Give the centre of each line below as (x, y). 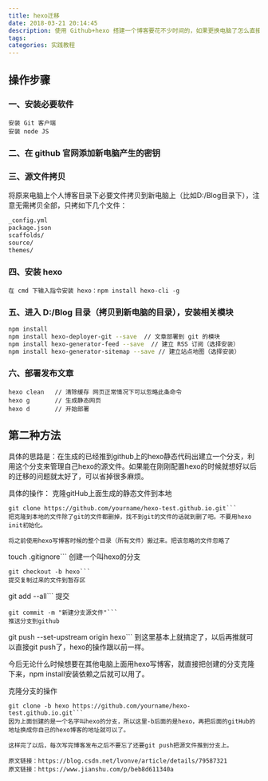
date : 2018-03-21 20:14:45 (53, 23)
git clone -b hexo (39, 706)
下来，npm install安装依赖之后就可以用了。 (79, 674)
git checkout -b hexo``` (49, 572)
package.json (30, 228)
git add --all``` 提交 (39, 596)
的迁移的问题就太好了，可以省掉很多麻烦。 (78, 476)
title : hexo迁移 (34, 16)
